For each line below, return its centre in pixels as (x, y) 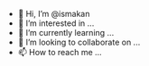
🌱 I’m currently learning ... (66, 33)
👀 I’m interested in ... (56, 23)
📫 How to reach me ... (60, 52)
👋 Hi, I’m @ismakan (54, 14)
